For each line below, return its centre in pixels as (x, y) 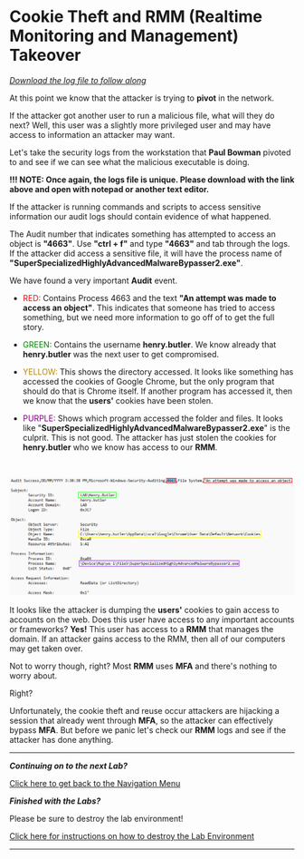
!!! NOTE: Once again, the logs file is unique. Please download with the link (152, 180)
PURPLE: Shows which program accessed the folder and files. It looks (152, 418)
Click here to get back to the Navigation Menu (95, 784)
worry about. (33, 676)
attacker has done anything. (62, 740)
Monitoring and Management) (124, 36)
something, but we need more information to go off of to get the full (148, 317)
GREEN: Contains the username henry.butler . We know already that (149, 344)
